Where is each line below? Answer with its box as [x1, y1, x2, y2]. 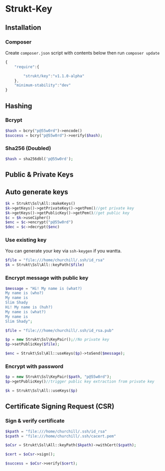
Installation [5, 23, 41, 32]
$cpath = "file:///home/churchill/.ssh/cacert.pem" [5, 434, 116, 439]
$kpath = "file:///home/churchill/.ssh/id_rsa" [5, 429, 107, 434]
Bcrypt [5, 117, 23, 124]
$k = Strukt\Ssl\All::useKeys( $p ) [5, 388, 78, 394]
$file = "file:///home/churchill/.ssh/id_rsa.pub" [5, 328, 114, 333]
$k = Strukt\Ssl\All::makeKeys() [5, 201, 76, 206]
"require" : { [14, 64, 39, 69]
